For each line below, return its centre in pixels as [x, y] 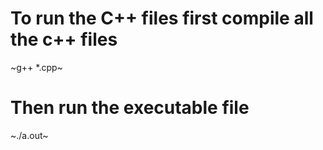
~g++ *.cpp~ [36, 67]
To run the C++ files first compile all [162, 18]
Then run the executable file [130, 108]
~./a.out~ [29, 135]
